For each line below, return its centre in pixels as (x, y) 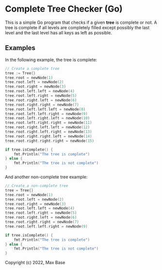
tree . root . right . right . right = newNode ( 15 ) (50, 141)
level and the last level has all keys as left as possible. (59, 33)
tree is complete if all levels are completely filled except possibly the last (77, 27)
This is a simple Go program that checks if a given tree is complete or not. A (81, 22)
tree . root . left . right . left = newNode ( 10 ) (48, 118)
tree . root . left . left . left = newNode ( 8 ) (45, 109)
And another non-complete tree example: (46, 177)
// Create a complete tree (32, 68)
